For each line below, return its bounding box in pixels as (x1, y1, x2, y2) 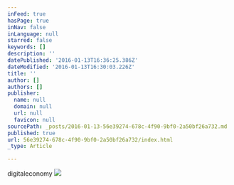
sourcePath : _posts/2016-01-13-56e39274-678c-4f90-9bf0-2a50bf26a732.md (7, 122, 228, 130)
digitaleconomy (7, 169, 53, 178)
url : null (14, 110, 43, 117)
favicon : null (14, 116, 55, 123)
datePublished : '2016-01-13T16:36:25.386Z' (7, 57, 139, 64)
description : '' (7, 51, 55, 58)
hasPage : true (7, 17, 50, 24)
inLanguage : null (7, 30, 59, 38)
